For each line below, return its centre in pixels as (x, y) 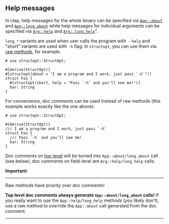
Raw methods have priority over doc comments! (55, 185)
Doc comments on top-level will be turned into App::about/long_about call (82, 156)
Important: (17, 171)
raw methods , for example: (33, 51)
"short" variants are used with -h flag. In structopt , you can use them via (81, 46)
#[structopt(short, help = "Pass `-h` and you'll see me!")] (75, 83)
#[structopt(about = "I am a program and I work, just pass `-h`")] (78, 74)
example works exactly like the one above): (50, 106)
